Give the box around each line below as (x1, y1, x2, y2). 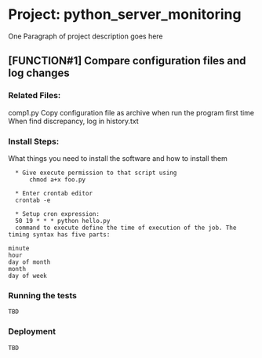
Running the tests (8, 290, 77, 301)
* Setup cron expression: (15, 210, 100, 217)
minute (8, 244, 30, 252)
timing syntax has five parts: (8, 230, 111, 239)
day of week (8, 272, 47, 279)
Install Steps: (8, 136, 60, 147)
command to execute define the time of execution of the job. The (15, 224, 237, 232)
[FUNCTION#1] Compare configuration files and (8, 54, 246, 68)
